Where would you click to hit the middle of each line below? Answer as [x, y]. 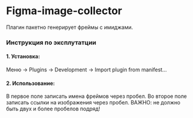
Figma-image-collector [64, 11]
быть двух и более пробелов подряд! [53, 109]
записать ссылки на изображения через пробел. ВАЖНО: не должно [93, 103]
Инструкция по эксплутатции [51, 42]
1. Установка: [23, 57]
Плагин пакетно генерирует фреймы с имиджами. [70, 27]
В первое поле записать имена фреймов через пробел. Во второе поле [97, 96]
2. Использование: [30, 83]
